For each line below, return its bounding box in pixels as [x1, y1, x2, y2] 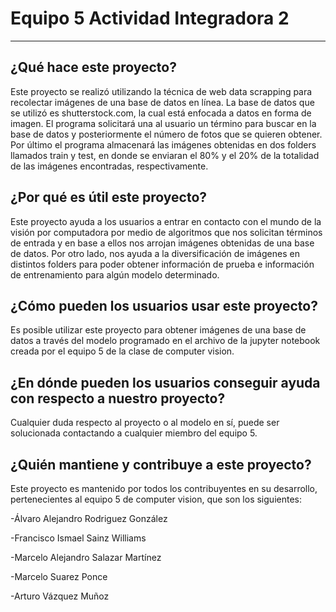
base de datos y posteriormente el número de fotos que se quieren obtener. [10, 128, 323, 140]
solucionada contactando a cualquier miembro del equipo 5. [10, 427, 258, 439]
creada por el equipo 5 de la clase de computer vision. [10, 345, 235, 357]
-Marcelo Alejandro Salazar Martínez [10, 552, 162, 563]
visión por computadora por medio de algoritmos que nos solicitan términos [10, 226, 323, 238]
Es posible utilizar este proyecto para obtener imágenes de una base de [10, 324, 307, 336]
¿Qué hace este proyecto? [10, 59, 177, 76]
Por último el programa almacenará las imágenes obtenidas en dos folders [10, 138, 317, 151]
